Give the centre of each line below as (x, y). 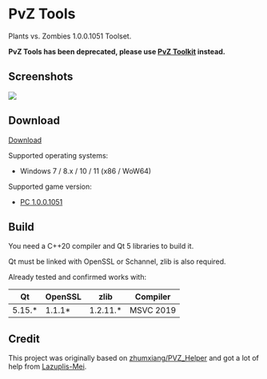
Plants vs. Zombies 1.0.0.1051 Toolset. (70, 36)
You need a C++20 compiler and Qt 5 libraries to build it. (101, 246)
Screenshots (41, 77)
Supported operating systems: (58, 155)
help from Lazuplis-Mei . (48, 367)
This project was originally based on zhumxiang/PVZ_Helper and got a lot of (134, 358)
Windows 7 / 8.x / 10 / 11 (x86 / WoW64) (86, 171)
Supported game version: (50, 186)
